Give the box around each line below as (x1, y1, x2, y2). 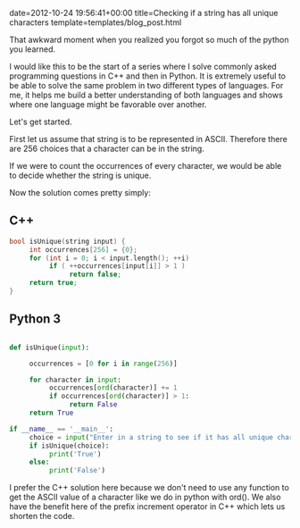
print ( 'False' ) (48, 466, 105, 475)
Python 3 (9, 312, 61, 327)
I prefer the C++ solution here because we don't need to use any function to (9, 482, 290, 493)
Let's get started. (9, 116, 73, 127)
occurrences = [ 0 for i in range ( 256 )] (29, 359, 178, 368)
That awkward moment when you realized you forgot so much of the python (9, 35, 289, 45)
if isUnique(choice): (29, 441, 110, 450)
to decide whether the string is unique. (9, 170, 152, 180)
